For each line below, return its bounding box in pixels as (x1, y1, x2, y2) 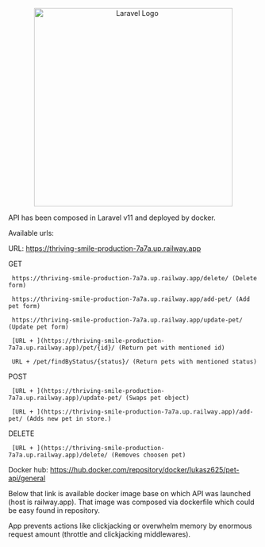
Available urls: (8, 229, 54, 237)
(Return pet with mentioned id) (117, 344, 225, 352)
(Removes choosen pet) (110, 451, 186, 459)
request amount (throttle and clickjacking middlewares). (8, 530, 191, 539)
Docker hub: (8, 465, 49, 474)
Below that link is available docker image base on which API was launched (8, 489, 252, 498)
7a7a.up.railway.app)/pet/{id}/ (8, 344, 115, 352)
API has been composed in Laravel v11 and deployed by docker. (8, 213, 216, 222)
